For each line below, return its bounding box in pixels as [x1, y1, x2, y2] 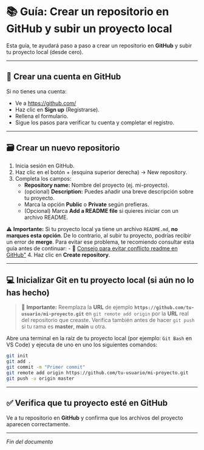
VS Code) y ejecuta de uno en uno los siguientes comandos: [6, 341, 158, 349]
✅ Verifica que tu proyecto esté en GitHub [6, 398, 168, 408]
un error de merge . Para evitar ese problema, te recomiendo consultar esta [6, 238, 194, 246]
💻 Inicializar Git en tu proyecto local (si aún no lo [6, 275, 194, 285]
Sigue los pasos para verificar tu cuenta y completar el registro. [15, 119, 175, 126]
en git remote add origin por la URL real [85, 310, 189, 317]
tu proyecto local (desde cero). [6, 48, 84, 55]
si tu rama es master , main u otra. [21, 323, 107, 331]
